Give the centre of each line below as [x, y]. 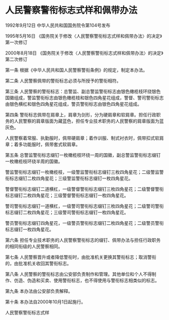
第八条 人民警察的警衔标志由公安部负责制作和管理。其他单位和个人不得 [78, 274]
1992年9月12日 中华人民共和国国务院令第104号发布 [58, 25]
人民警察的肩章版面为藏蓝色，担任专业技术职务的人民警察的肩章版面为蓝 [89, 121]
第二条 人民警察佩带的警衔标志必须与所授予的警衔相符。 [63, 81]
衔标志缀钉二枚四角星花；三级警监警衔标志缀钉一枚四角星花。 [69, 178]
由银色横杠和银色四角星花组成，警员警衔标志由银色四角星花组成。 [73, 104]
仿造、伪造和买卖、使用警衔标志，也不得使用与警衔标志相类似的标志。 [87, 280]
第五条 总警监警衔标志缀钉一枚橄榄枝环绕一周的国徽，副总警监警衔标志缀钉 [83, 155]
